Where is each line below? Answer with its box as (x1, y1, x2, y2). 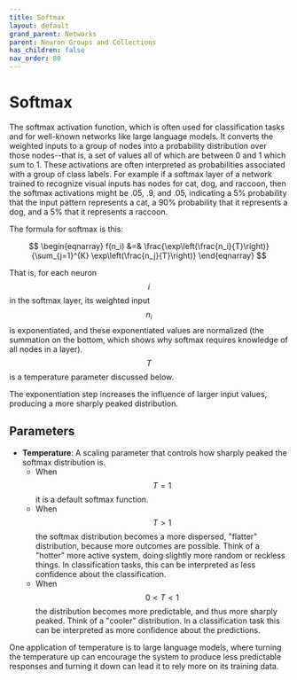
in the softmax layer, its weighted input (9, 294, 151, 306)
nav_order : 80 (9, 54, 62, 63)
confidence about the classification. (35, 568, 167, 579)
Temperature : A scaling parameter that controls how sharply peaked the (21, 447, 288, 457)
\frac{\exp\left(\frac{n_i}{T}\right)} (144, 240, 270, 251)
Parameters (9, 424, 75, 439)
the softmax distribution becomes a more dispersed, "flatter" (35, 531, 258, 542)
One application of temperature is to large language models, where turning (9, 642, 282, 653)
